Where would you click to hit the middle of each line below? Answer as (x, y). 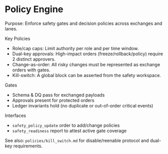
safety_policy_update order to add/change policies (66, 125)
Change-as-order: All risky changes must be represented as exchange (86, 64)
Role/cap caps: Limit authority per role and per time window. (75, 48)
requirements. (28, 146)
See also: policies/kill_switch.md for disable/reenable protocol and (77, 140)
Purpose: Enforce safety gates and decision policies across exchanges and (83, 23)
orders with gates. (31, 70)
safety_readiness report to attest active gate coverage (69, 131)
